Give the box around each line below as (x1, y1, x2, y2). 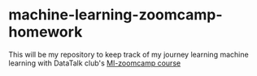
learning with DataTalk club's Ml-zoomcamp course (8, 58, 181, 68)
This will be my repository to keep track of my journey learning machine (8, 49, 250, 59)
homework (8, 23, 83, 41)
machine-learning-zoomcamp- (8, 6, 223, 24)
